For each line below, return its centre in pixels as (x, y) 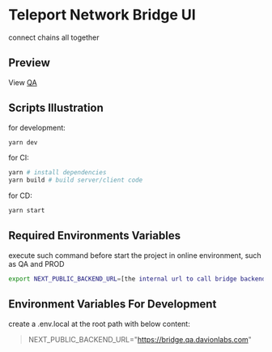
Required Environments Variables (94, 236)
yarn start (27, 211)
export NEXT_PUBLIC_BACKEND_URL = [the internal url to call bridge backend (137, 279)
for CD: (20, 195)
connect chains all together (54, 37)
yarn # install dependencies (57, 173)
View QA (23, 82)
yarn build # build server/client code (76, 180)
